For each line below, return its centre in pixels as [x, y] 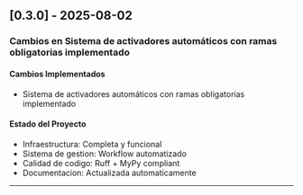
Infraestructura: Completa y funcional [92, 144]
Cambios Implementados [57, 74]
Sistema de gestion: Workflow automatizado [105, 154]
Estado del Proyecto [48, 124]
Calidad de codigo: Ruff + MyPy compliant [101, 163]
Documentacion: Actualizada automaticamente [109, 173]
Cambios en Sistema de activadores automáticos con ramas [143, 41]
